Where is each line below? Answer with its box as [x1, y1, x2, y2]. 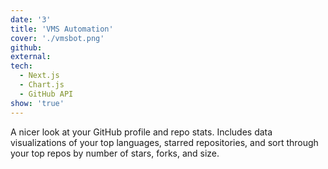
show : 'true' [10, 98, 65, 108]
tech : [10, 61, 33, 71]
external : [10, 52, 52, 62]
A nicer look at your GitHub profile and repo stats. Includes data [10, 126, 273, 138]
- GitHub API [19, 89, 74, 99]
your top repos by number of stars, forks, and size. [10, 147, 220, 159]
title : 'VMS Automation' [10, 24, 114, 34]
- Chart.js [19, 80, 65, 90]
